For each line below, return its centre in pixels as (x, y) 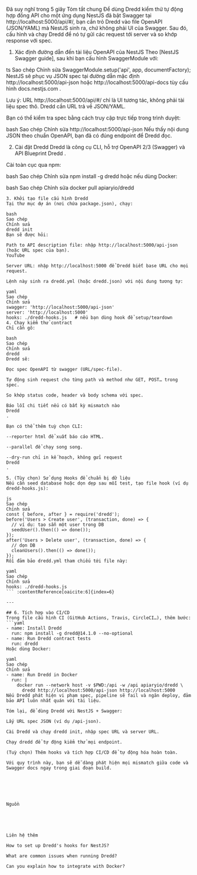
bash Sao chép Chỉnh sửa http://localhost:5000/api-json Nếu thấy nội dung (97, 129)
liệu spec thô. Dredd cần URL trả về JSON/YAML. (66, 106)
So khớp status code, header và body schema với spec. (75, 395)
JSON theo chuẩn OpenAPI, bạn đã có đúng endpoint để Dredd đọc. (89, 135)
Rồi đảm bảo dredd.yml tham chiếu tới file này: (67, 561)
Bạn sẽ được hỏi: (27, 235)
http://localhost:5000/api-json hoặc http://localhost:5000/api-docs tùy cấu (97, 82)
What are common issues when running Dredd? (62, 856)
